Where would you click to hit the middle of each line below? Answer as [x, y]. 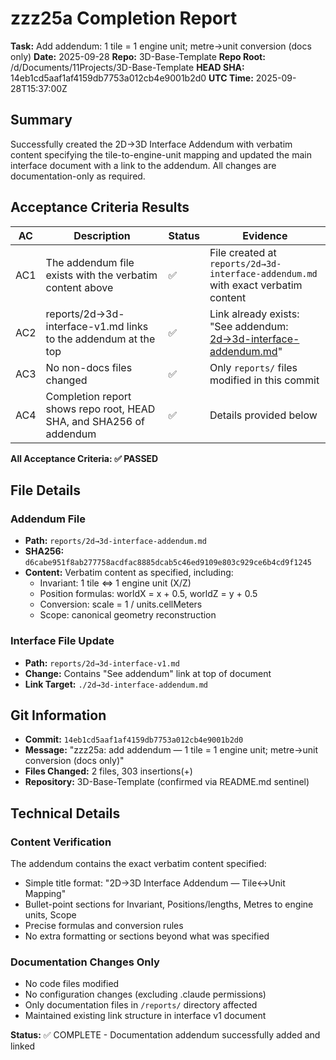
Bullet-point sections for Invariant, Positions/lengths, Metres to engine [169, 904]
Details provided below [263, 415]
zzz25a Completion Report [124, 18]
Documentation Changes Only [85, 962]
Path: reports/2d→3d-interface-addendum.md [115, 541]
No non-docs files [89, 367]
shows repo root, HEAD [100, 409]
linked [23, 1046]
